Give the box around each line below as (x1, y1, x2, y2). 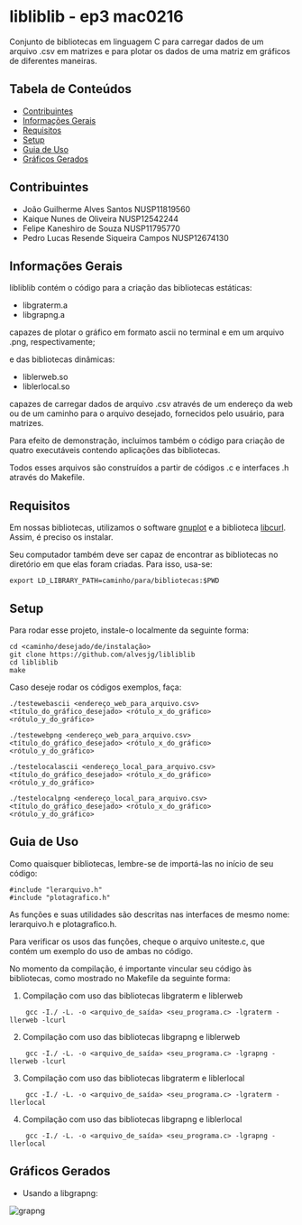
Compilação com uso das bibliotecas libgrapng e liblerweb (22, 1031, 241, 1042)
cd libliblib (9, 658, 59, 667)
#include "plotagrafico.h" (9, 893, 111, 902)
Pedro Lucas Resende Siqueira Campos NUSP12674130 (22, 232, 230, 243)
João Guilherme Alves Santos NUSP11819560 (22, 203, 191, 214)
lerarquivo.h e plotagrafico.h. (9, 918, 117, 929)
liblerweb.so (22, 372, 69, 383)
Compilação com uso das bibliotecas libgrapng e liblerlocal (22, 1113, 243, 1125)
